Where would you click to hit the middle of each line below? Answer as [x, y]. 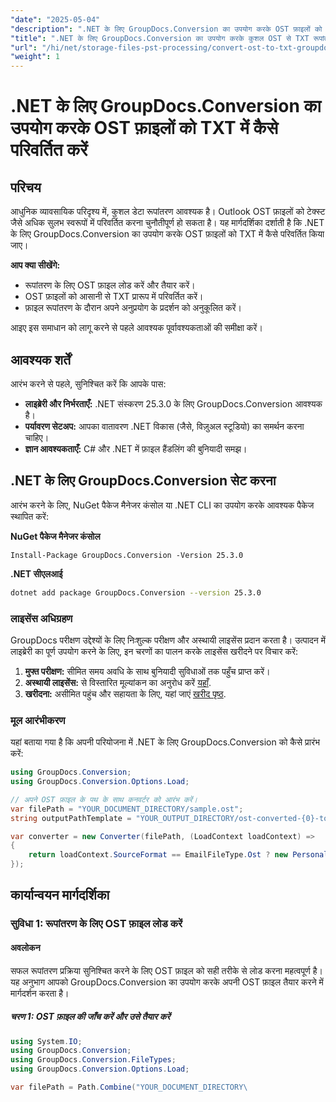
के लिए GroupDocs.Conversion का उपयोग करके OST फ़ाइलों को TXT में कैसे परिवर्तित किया [167, 234]
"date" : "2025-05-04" [55, 19]
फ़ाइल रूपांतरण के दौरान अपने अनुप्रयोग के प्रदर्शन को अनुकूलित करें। [133, 308]
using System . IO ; [46, 1041]
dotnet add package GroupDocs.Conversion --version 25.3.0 [136, 592]
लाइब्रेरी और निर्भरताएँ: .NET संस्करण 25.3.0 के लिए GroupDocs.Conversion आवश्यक [173, 403]
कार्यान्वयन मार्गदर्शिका [60, 895]
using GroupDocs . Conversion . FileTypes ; [93, 1060]
